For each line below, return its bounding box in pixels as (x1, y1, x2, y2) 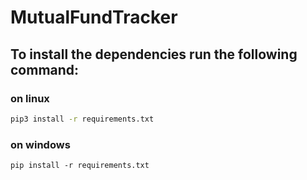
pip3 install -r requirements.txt (10, 114, 155, 124)
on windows (10, 137, 71, 151)
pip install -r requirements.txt (10, 161, 150, 171)
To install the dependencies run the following (10, 46, 298, 63)
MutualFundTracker (10, 6, 178, 29)
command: (10, 61, 80, 78)
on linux (10, 91, 50, 105)
